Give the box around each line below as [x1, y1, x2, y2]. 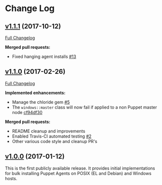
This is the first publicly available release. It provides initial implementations [5, 165, 155, 171]
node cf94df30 [12, 109, 43, 115]
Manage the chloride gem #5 [12, 99, 70, 105]
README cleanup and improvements [12, 128, 86, 134]
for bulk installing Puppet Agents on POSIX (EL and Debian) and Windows [5, 170, 151, 176]
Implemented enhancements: [5, 90, 66, 96]
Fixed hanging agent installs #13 [12, 54, 76, 59]
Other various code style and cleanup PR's [12, 138, 98, 144]
